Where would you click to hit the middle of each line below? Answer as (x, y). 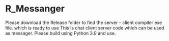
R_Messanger (35, 9)
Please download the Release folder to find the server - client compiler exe (84, 22)
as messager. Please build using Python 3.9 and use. (61, 33)
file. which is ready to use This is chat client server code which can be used (85, 27)
